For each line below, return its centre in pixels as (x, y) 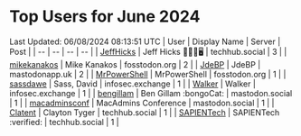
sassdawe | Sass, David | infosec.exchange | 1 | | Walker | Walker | (132, 84)
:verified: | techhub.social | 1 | (64, 122)
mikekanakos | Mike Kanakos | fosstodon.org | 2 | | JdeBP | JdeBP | (135, 64)
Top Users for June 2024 (105, 17)
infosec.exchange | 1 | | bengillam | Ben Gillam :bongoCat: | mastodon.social (151, 93)
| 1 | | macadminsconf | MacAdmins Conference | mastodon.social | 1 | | (142, 103)
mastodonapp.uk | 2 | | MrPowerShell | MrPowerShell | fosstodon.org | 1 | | (148, 74)
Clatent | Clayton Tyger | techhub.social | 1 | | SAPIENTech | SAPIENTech (145, 112)
